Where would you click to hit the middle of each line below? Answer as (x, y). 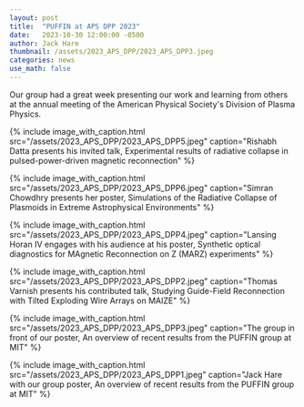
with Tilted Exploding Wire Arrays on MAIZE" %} (100, 300)
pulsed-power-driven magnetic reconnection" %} (102, 160)
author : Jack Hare (44, 43)
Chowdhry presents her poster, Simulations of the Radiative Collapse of (143, 198)
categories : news (42, 60)
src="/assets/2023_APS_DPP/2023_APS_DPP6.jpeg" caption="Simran (142, 188)
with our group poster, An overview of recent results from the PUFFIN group (152, 384)
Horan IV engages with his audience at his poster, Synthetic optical (135, 244)
